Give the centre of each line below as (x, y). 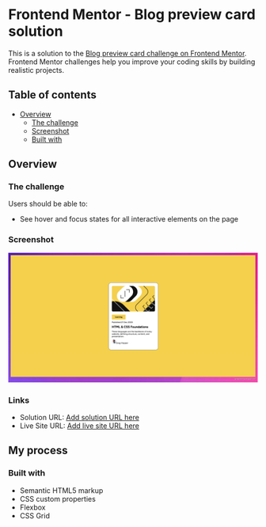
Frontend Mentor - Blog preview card (132, 15)
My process (38, 451)
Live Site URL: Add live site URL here (80, 426)
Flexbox (32, 507)
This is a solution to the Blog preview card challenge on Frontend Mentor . (127, 53)
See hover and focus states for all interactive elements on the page (129, 219)
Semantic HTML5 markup (61, 490)
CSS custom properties (58, 499)
